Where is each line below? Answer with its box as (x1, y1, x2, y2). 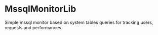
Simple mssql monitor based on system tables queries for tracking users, (4, 19, 154, 25)
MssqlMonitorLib (4, 3, 77, 15)
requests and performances (4, 24, 61, 30)
